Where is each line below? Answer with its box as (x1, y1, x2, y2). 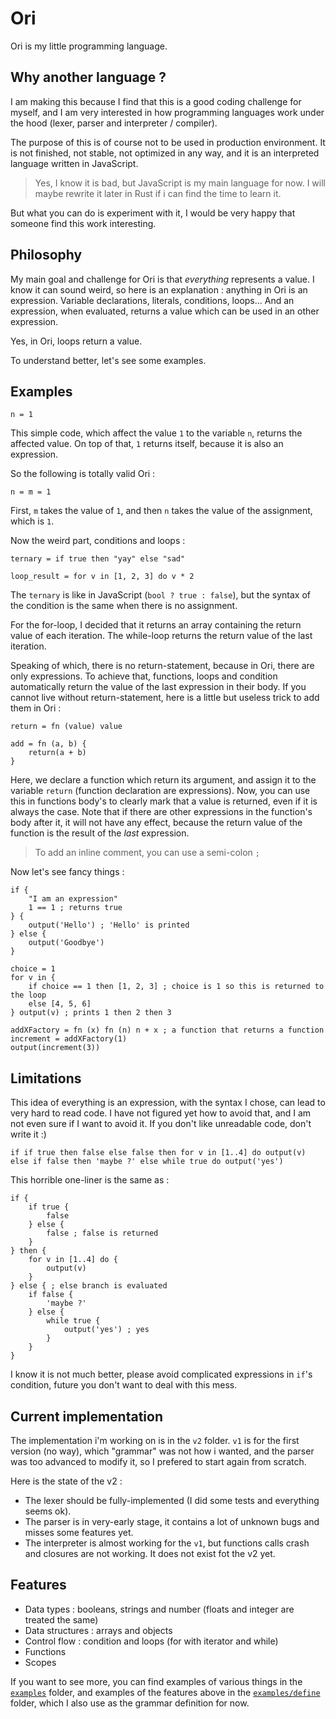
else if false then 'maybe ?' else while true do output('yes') (10, 1157, 284, 1167)
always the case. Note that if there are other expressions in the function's (10, 806, 313, 818)
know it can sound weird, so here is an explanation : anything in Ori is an (10, 283, 308, 296)
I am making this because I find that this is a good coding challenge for (10, 95, 302, 107)
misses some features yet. (24, 1527, 134, 1538)
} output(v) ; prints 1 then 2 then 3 (10, 1008, 172, 1018)
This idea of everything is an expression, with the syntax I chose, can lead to (10, 1097, 326, 1109)
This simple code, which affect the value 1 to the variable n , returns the (10, 427, 303, 439)
